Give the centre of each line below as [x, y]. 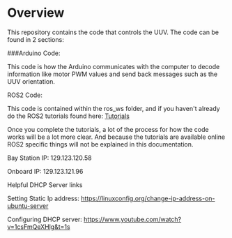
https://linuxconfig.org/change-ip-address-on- [148, 198]
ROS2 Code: [25, 95]
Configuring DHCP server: [45, 219]
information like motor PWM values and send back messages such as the [113, 74]
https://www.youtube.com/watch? [132, 219]
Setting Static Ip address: [44, 198]
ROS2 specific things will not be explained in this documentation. [100, 144]
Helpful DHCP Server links [45, 185]
